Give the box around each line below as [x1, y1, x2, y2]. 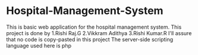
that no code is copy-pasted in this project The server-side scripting [6, 36, 174, 43]
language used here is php [6, 42, 71, 49]
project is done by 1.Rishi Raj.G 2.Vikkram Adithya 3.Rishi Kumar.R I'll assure [6, 29, 192, 36]
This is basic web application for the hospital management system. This [6, 23, 182, 30]
